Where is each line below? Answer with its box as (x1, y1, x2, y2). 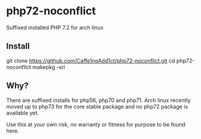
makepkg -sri (32, 63, 65, 70)
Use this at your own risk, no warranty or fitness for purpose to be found (6, 121, 186, 128)
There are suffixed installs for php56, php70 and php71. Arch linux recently (6, 97, 191, 104)
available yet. (6, 109, 39, 116)
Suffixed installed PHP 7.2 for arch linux (6, 24, 104, 31)
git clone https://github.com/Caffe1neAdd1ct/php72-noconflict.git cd (6, 57, 175, 64)
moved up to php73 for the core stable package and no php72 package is (6, 103, 188, 110)
